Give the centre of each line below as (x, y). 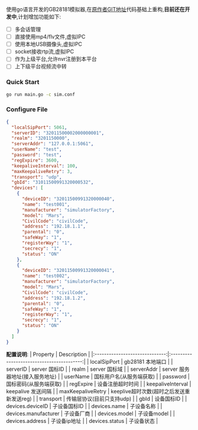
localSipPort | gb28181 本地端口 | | (132, 361)
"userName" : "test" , (37, 150)
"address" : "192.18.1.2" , (53, 298)
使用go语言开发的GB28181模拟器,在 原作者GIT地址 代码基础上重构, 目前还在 (95, 9)
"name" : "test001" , (46, 204)
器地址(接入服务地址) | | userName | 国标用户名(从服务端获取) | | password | (98, 376)
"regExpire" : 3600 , (35, 160)
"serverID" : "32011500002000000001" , (58, 133)
